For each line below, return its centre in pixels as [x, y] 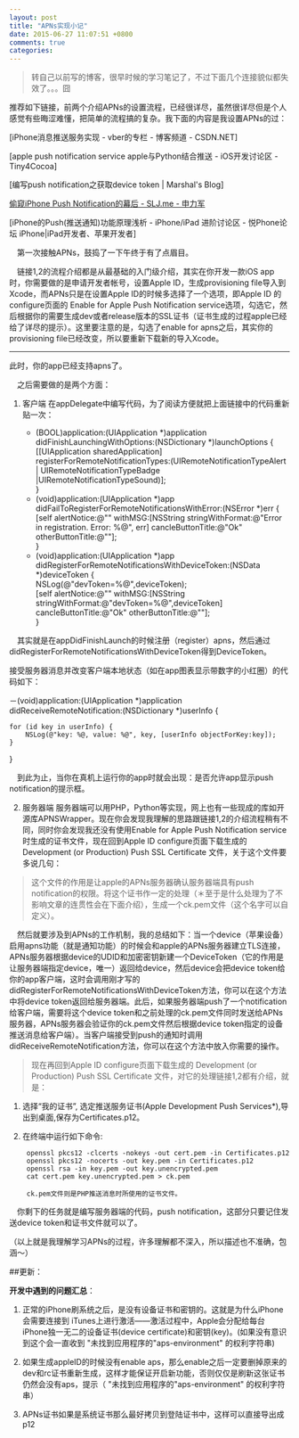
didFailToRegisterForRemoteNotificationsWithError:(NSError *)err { [158, 508]
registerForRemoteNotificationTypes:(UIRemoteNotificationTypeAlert [161, 461]
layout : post [33, 17]
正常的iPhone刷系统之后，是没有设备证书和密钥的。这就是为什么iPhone [153, 1310]
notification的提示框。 [49, 789]
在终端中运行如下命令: [62, 1137]
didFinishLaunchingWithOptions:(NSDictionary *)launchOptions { [154, 442]
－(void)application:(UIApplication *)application [96, 701]
